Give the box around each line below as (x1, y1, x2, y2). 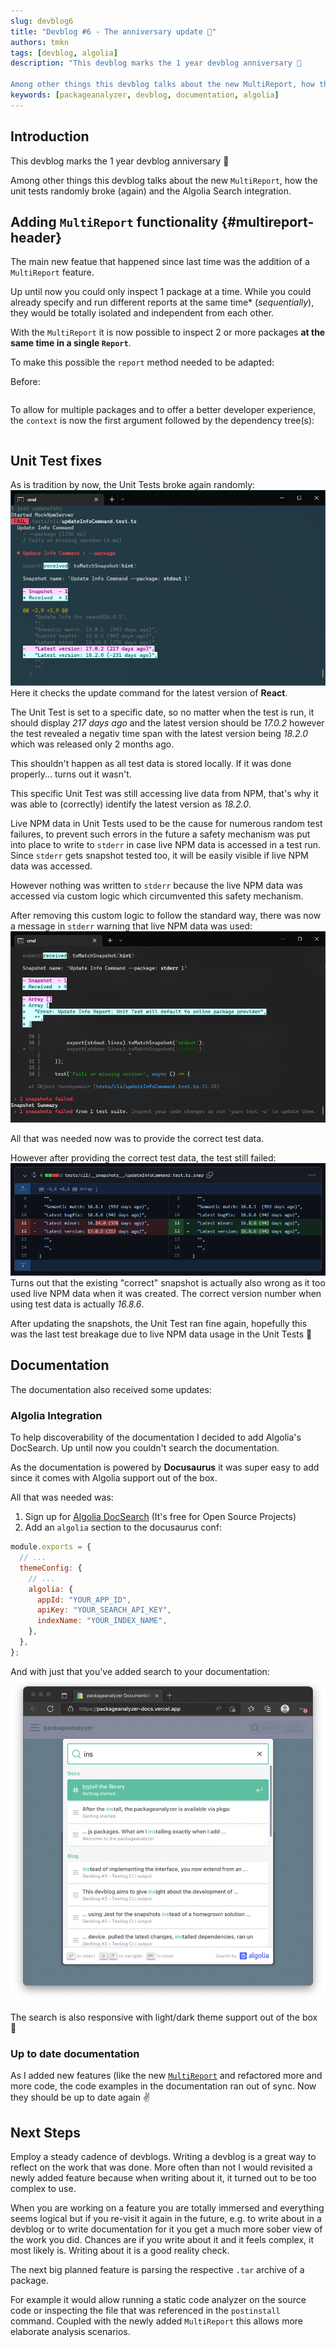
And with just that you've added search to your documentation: (10, 1665, 270, 1677)
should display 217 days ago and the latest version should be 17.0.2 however (10, 716, 325, 729)
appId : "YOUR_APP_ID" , (36, 1595, 132, 1605)
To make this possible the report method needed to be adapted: (10, 356, 275, 369)
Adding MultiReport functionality (10, 213, 219, 230)
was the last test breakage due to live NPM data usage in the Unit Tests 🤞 (10, 1328, 313, 1340)
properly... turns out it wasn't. (10, 768, 132, 780)
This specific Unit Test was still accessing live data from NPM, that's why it (10, 787, 319, 799)
